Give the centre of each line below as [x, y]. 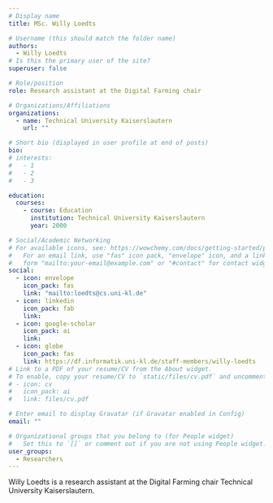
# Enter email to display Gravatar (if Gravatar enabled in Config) [127, 414]
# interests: [30, 158]
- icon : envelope [45, 278]
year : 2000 [48, 225]
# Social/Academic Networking [60, 240]
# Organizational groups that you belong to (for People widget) [121, 436]
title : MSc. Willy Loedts [52, 24]
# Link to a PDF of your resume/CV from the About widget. [110, 369]
